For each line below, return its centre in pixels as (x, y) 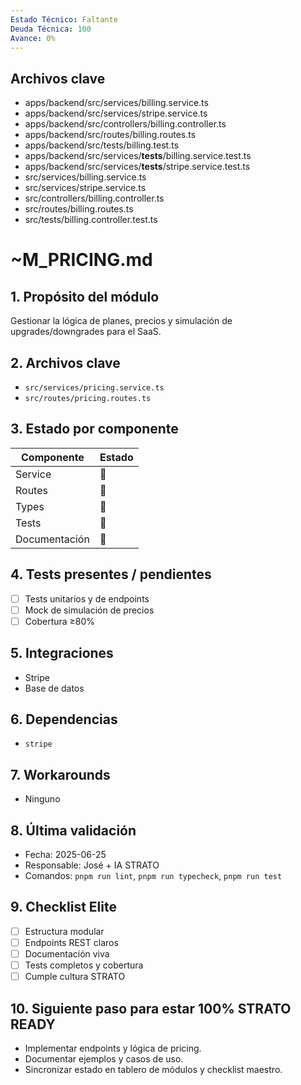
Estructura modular (64, 931)
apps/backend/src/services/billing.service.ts (116, 103)
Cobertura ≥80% (60, 621)
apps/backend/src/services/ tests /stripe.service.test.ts (137, 167)
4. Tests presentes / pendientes (111, 574)
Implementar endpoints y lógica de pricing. (113, 1048)
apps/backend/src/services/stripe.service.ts (116, 113)
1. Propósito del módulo (85, 296)
